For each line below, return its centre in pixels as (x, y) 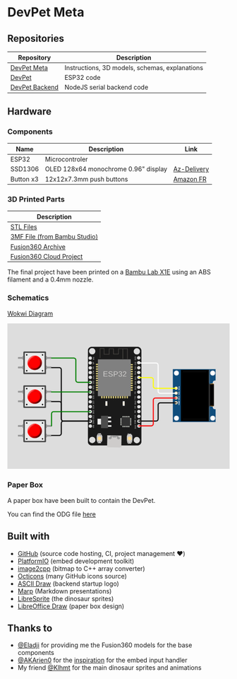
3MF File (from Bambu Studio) (54, 237)
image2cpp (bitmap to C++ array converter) (81, 568)
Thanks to (30, 628)
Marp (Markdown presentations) (65, 591)
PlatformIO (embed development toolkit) (76, 561)
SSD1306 (25, 169)
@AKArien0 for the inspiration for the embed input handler (102, 660)
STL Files (24, 227)
